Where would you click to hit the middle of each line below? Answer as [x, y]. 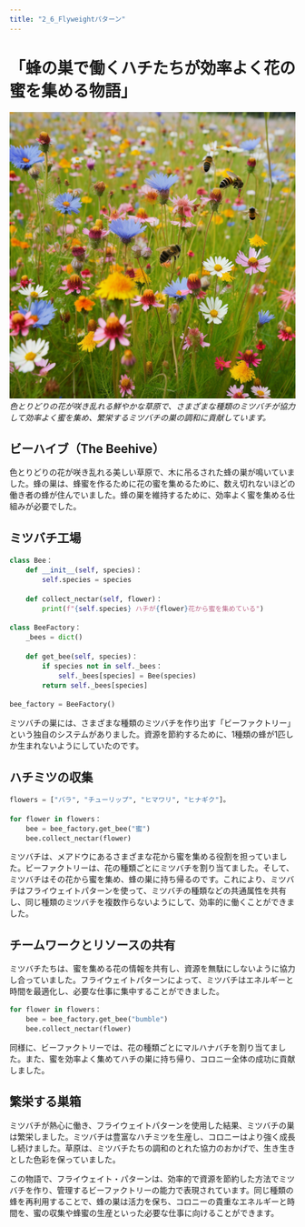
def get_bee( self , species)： [82, 656]
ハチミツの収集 [51, 777]
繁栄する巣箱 [45, 1102]
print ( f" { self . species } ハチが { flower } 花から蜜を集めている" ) [153, 608]
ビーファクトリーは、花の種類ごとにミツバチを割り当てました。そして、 [160, 868]
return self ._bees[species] [95, 685]
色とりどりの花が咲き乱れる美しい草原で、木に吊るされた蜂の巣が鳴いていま [152, 472]
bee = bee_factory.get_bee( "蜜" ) [89, 829]
